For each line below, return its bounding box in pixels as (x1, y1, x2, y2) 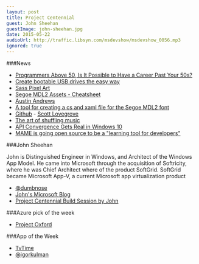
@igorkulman (15, 251, 49, 258)
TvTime (15, 244, 35, 251)
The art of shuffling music (15, 116, 80, 123)
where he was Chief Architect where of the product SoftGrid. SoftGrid (6, 165, 181, 173)
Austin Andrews (15, 97, 55, 104)
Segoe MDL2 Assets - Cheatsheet (15, 91, 101, 98)
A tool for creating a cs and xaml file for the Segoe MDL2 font (15, 103, 169, 111)
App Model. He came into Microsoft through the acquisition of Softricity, (6, 159, 187, 167)
